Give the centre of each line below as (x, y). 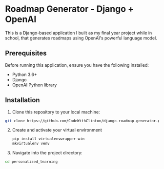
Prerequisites (26, 53)
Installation (22, 100)
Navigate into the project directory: (47, 153)
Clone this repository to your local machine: (56, 112)
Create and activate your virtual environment (57, 130)
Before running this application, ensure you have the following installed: (77, 65)
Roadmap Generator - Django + (70, 9)
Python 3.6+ (25, 75)
